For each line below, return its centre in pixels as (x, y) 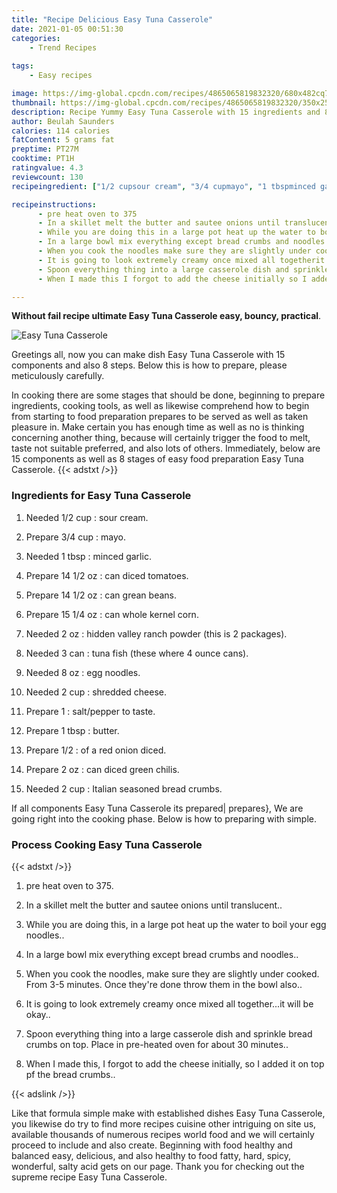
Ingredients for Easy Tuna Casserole (101, 496)
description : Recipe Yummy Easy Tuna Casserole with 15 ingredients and (166, 112)
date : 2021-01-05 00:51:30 (67, 29)
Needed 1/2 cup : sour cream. (87, 517)
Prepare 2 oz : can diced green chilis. (102, 769)
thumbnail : (34, 102)
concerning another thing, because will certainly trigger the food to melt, (161, 438)
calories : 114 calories (61, 131)
